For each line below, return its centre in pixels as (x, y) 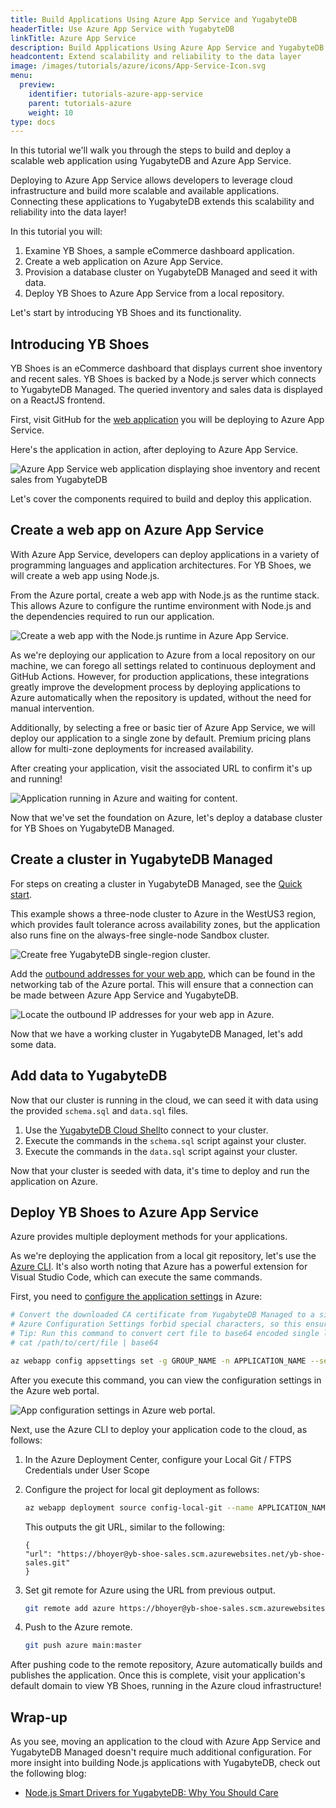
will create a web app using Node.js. (85, 575)
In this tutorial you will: (56, 232)
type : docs (33, 122)
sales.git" (47, 1562)
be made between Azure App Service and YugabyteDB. (124, 995)
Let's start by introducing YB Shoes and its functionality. (126, 313)
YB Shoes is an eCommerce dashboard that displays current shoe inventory (166, 368)
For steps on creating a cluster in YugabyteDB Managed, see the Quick (156, 883)
